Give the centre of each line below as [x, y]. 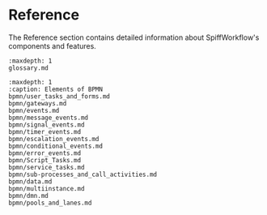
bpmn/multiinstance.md [47, 188]
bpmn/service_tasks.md [47, 167]
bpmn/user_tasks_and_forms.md [59, 96]
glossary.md [28, 68]
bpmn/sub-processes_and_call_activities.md [83, 174]
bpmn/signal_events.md [47, 125]
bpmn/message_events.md [49, 118]
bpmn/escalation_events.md [54, 139]
